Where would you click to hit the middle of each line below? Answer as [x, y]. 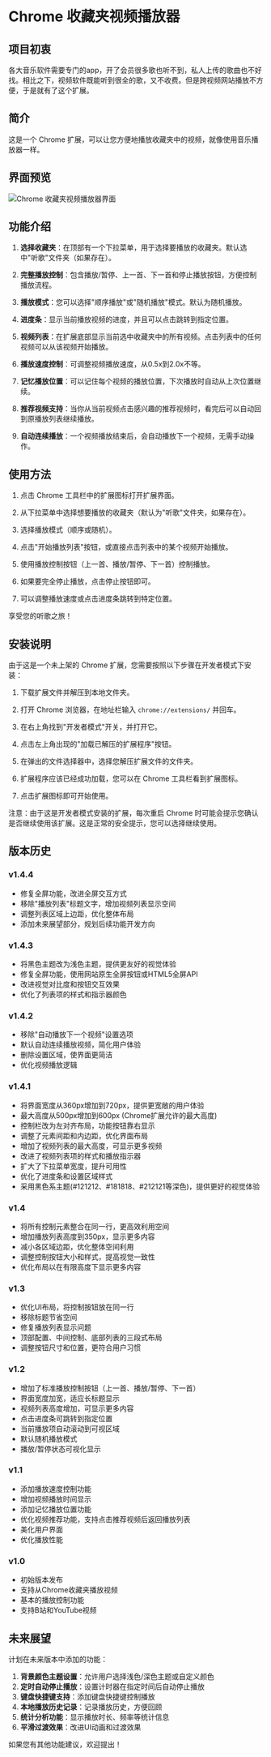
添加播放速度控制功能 [55, 1489]
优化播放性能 [41, 1539]
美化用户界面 [41, 1529]
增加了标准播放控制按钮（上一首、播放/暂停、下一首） [110, 1388]
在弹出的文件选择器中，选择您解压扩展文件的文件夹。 [109, 761]
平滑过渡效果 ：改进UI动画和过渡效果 [80, 1727]
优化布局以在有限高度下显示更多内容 [80, 1266]
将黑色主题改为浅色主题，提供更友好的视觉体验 [98, 964]
